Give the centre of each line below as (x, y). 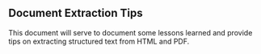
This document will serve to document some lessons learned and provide (130, 32)
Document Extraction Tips (76, 13)
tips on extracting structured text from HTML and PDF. (99, 41)
